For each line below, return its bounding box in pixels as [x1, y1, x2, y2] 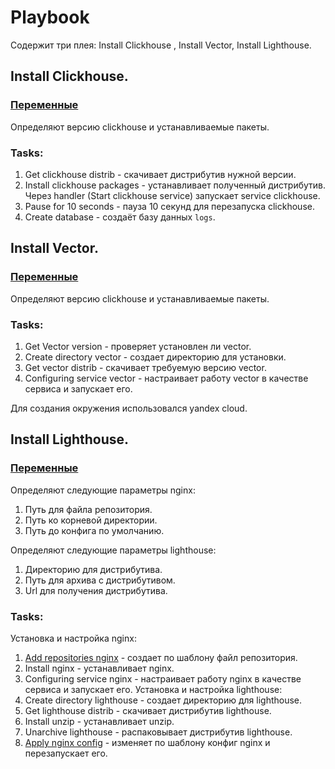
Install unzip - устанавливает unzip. [24, 715, 175, 727]
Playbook [10, 6, 90, 29]
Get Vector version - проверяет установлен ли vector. [24, 340, 252, 352]
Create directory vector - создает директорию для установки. [24, 351, 287, 363]
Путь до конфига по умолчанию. [24, 524, 165, 536]
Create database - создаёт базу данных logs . [24, 211, 216, 223]
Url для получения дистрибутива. [24, 584, 168, 596]
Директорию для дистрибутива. [24, 563, 163, 575]
